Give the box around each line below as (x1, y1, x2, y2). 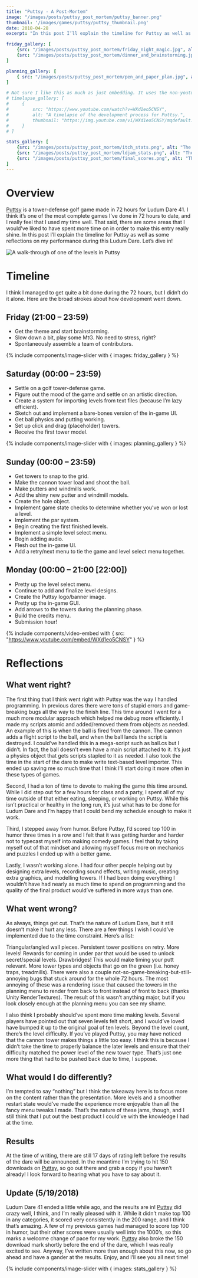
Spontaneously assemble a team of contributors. (14, 340, 133, 348)
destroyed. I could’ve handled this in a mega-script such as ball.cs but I (6, 739, 180, 746)
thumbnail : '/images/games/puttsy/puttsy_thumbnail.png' (6, 19, 149, 25)
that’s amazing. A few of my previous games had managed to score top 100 (6, 1223, 189, 1229)
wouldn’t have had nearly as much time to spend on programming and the (6, 880, 186, 887)
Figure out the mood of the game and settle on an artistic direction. (14, 391, 178, 398)
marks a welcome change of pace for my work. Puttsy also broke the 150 (6, 1235, 183, 1242)
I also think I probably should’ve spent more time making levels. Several (6, 1011, 180, 1018)
